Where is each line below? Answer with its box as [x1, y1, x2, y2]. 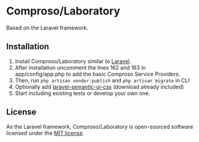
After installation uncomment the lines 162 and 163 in [14, 64, 146, 71]
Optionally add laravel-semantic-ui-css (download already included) [14, 83, 185, 90]
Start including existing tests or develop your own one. [14, 89, 150, 97]
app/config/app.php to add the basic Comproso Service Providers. [14, 70, 180, 78]
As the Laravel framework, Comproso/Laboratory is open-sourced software [6, 123, 194, 130]
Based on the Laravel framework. [6, 24, 88, 31]
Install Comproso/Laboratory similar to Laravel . [14, 57, 131, 64]
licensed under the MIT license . [6, 129, 84, 137]
